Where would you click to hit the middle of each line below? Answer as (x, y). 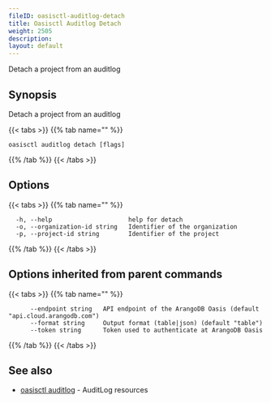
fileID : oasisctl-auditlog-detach (67, 16)
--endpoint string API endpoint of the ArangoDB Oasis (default (144, 309)
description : (30, 39)
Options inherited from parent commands (116, 274)
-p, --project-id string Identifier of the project (118, 234)
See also (30, 370)
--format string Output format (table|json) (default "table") (146, 323)
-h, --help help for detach (99, 220)
